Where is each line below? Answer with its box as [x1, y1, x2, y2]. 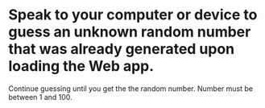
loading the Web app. [8, 57, 155, 76]
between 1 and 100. [8, 92, 72, 102]
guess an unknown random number [8, 23, 251, 41]
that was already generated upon [8, 40, 235, 58]
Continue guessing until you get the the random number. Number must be [8, 83, 254, 93]
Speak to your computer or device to [8, 6, 258, 24]
